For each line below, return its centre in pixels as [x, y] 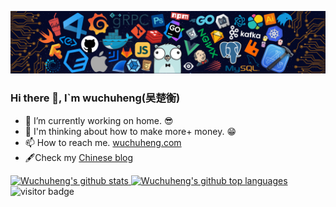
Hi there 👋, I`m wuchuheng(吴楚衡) [95, 98]
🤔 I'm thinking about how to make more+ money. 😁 [130, 131]
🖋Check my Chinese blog [79, 157]
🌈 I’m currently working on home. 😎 [99, 120]
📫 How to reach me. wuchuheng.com [103, 142]
